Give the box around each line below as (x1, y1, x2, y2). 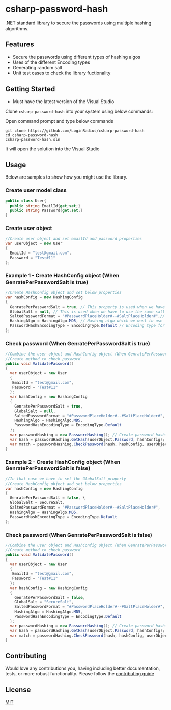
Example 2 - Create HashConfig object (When (5, 459, 121, 466)
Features (5, 40, 34, 49)
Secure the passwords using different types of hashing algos (12, 54, 141, 60)
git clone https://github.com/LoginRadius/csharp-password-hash (5, 128, 145, 133)
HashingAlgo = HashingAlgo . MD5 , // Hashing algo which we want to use (10, 318, 163, 324)
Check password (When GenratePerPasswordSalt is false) (5, 531, 153, 538)
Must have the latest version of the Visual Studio (12, 98, 115, 105)
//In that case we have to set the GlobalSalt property (5, 476, 126, 481)
